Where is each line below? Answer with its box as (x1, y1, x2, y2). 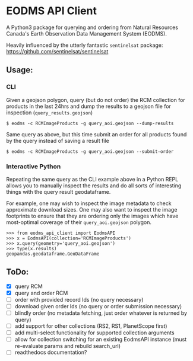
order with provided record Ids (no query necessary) (14, 296, 144, 303)
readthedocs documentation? (14, 349, 87, 356)
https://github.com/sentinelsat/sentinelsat (6, 47, 109, 55)
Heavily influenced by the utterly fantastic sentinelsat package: (6, 41, 163, 49)
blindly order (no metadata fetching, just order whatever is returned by (14, 309, 188, 317)
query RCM (14, 283, 43, 290)
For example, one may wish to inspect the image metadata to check (6, 200, 172, 207)
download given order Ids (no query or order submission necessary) (14, 302, 182, 309)
